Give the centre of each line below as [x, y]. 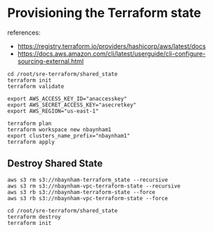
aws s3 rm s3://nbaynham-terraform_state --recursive [88, 180]
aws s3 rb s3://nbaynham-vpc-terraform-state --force [88, 198]
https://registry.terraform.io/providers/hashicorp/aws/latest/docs [111, 46]
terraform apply [31, 142]
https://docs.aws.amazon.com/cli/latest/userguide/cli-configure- [111, 54]
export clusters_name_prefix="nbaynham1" [69, 135]
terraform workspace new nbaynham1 [59, 129]
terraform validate [36, 86]
